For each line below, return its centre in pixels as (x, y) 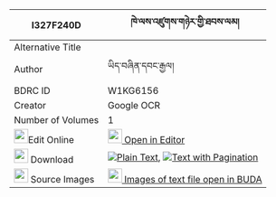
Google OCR (134, 105)
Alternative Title (48, 47)
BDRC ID (33, 91)
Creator (30, 105)
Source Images (62, 179)
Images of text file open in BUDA (193, 179)
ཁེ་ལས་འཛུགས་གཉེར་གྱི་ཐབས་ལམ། (185, 22)
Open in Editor (155, 140)
